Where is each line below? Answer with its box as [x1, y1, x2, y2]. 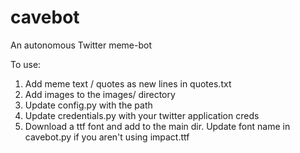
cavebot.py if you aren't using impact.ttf [24, 131, 190, 143]
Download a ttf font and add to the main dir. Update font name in [24, 120, 291, 132]
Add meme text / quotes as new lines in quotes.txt [24, 77, 232, 90]
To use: [10, 58, 42, 70]
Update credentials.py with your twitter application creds [24, 109, 260, 121]
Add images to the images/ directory [24, 88, 176, 100]
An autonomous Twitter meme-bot [10, 39, 153, 51]
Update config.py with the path [24, 99, 153, 111]
